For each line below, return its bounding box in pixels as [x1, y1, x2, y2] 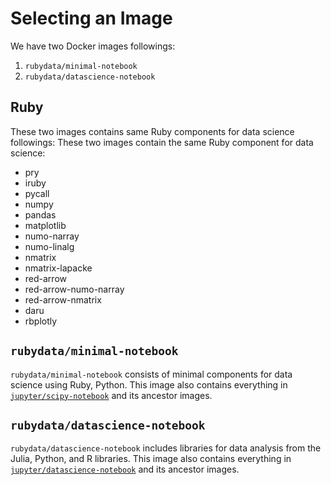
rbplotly [24, 315, 58, 327]
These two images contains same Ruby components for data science [10, 125, 295, 137]
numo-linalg [24, 240, 75, 252]
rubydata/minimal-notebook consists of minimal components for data [10, 368, 293, 380]
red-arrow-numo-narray [24, 283, 125, 295]
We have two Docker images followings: [10, 40, 176, 52]
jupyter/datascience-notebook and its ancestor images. [10, 463, 240, 476]
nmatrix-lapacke [24, 262, 93, 274]
